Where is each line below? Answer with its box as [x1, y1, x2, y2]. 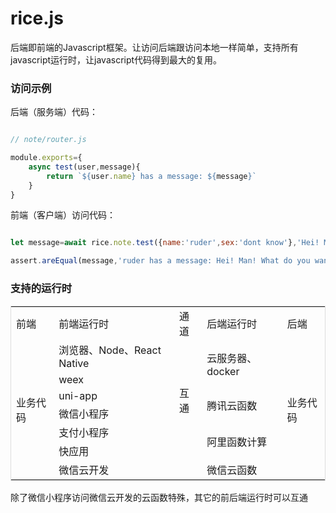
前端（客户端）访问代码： [10, 209, 116, 221]
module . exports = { [10, 153, 83, 163]
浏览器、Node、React [58, 343, 162, 357]
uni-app [58, 388, 98, 402]
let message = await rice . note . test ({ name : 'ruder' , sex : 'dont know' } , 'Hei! [10, 238, 320, 248]
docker [206, 364, 240, 378]
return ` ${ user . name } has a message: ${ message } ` [46, 171, 257, 181]
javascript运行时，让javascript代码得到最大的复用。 [10, 53, 223, 66]
